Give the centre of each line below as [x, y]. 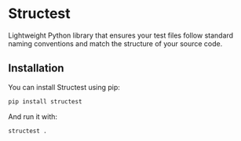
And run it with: [33, 116]
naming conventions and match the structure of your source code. [115, 43]
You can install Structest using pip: [64, 87]
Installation [36, 69]
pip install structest [45, 101]
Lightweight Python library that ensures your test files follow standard [121, 35]
